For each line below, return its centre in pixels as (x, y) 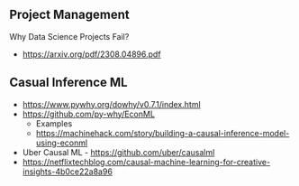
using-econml (62, 143)
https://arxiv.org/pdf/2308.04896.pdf (91, 54)
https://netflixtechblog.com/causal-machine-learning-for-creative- (146, 162)
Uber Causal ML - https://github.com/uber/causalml (118, 152)
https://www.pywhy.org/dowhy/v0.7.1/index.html (111, 104)
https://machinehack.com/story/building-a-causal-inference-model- (163, 133)
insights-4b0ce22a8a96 (67, 172)
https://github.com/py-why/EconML (89, 114)
